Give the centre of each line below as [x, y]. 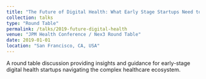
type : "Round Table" [33, 23]
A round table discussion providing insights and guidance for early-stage [98, 63]
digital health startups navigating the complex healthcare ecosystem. [93, 69]
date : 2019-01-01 [29, 40]
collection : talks [30, 18]
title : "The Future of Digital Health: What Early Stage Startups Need [100, 12]
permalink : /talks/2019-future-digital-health [67, 29]
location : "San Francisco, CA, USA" [53, 46]
